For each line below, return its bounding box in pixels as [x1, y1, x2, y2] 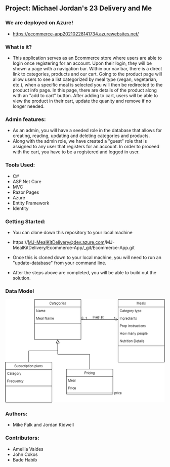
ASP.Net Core [12, 178, 41, 184]
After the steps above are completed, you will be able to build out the [12, 269, 157, 275]
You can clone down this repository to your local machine [12, 229, 133, 235]
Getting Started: [5, 218, 46, 225]
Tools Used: [5, 161, 35, 168]
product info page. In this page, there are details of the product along [12, 87, 157, 93]
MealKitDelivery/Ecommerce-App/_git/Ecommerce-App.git [12, 244, 135, 250]
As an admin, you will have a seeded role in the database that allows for [12, 128, 162, 134]
